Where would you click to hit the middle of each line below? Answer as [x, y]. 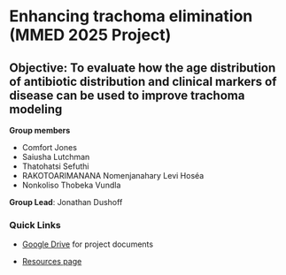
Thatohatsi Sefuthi [55, 166]
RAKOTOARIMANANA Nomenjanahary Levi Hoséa [113, 176]
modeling [36, 109]
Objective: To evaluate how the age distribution [143, 68]
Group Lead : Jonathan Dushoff [66, 202]
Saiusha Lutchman [56, 157]
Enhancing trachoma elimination [131, 16]
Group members [40, 130]
